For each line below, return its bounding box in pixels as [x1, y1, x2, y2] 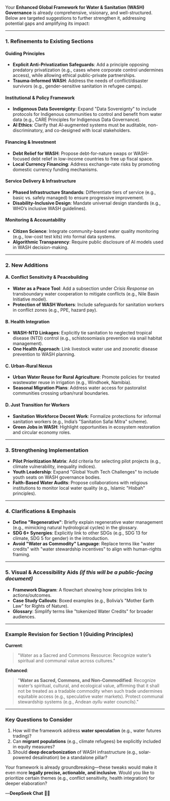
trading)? [12, 733, 32, 739]
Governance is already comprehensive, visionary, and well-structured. [5, 10, 153, 16]
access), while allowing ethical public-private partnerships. [12, 72, 136, 78]
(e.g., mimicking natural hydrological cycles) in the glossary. [12, 525, 138, 531]
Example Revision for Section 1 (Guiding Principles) [5, 631, 134, 638]
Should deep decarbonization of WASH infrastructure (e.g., [12, 749, 138, 755]
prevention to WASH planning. [12, 351, 76, 357]
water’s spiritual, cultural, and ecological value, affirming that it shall [17, 683, 159, 689]
